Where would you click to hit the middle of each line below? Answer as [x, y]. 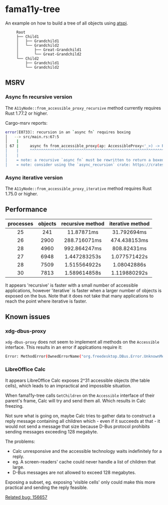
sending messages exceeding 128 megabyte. [52, 431]
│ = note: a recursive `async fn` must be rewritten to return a [78, 160]
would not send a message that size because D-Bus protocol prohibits [77, 426]
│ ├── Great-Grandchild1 [49, 50]
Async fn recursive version [39, 97]
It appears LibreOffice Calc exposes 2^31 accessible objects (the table [77, 380]
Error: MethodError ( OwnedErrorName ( [43, 357]
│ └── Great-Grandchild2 [49, 54]
